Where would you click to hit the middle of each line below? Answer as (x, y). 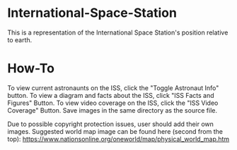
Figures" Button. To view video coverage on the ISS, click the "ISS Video (113, 103)
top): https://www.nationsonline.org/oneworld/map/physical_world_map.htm (118, 139)
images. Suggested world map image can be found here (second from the (115, 131)
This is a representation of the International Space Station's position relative (118, 32)
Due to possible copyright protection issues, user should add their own (111, 124)
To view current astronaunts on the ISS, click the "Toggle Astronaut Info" (113, 88)
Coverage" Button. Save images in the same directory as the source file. (112, 110)
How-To (31, 69)
